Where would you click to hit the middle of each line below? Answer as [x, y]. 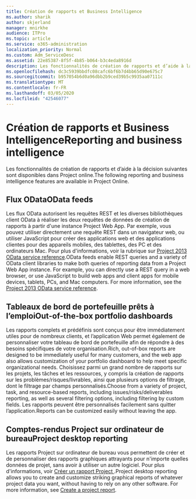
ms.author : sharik [28, 17]
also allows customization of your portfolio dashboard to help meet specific [97, 361]
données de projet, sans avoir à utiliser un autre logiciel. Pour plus [85, 465]
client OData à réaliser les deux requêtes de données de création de [88, 220]
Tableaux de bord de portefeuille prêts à [80, 307]
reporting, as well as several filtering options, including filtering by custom [95, 398]
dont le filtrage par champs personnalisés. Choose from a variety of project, [97, 386]
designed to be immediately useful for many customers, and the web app [94, 355]
